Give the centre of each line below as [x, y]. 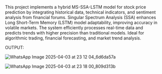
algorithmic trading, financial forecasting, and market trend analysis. [73, 38]
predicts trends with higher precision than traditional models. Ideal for [75, 33]
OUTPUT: [15, 47]
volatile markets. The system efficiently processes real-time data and [74, 28]
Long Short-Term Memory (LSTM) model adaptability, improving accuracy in [81, 22]
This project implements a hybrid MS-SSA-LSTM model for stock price [76, 7]
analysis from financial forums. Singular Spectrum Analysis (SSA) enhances [81, 17]
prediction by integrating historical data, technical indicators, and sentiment [81, 12]
